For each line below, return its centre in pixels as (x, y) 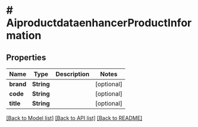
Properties (26, 57)
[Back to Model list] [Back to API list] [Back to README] (74, 118)
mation (24, 36)
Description (73, 74)
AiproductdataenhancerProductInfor (99, 23)
